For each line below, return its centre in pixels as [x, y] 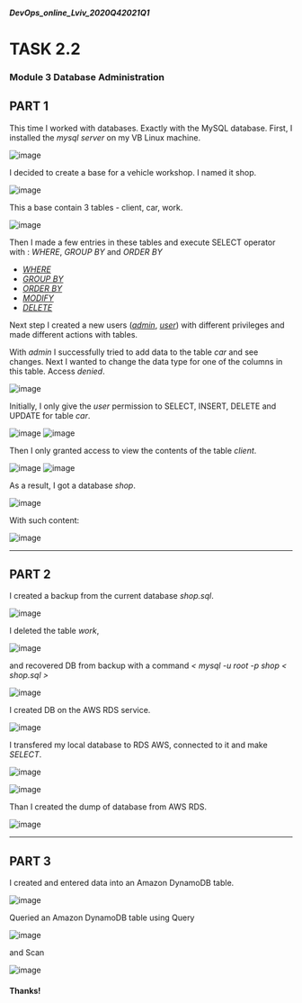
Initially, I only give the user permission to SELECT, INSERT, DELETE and [143, 406]
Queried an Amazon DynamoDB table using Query [102, 917]
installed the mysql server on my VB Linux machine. [105, 137]
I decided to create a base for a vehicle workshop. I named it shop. [133, 172]
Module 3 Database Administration [87, 77]
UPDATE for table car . [50, 415]
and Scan [27, 953]
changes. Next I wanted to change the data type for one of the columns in [146, 361]
